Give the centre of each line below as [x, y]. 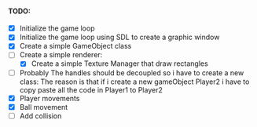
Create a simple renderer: [61, 55]
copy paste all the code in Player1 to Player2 [91, 89]
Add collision [40, 116]
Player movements [50, 98]
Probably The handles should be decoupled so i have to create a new [132, 73]
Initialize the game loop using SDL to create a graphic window [119, 37]
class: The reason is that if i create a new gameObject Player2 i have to [134, 82]
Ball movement [44, 107]
